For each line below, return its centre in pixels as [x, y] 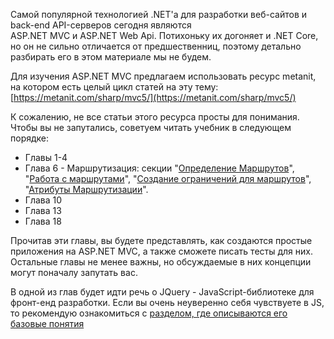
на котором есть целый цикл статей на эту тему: [114, 87]
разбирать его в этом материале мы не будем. [111, 57]
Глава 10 [43, 200]
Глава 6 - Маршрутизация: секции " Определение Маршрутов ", [159, 168]
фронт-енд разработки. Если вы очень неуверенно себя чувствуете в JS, [167, 302]
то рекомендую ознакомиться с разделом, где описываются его [149, 313]
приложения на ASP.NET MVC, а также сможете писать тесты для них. [161, 251]
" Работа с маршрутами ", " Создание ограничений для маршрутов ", [168, 178]
